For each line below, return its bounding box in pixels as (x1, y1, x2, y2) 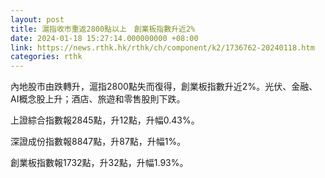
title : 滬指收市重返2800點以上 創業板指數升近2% (10, 24, 196, 34)
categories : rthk (10, 52, 83, 62)
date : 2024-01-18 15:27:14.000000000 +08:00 (10, 33, 199, 43)
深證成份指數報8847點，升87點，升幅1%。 (10, 136, 187, 148)
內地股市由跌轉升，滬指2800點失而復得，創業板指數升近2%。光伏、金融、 (10, 81, 318, 93)
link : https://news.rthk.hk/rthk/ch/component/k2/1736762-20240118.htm (10, 42, 315, 53)
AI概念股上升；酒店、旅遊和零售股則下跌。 (10, 93, 186, 105)
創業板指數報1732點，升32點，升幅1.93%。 (10, 157, 189, 169)
